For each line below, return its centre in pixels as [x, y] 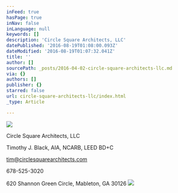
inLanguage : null [28, 29]
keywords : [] [23, 34]
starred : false [26, 91]
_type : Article [26, 102]
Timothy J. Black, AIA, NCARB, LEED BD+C [60, 147]
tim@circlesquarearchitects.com [47, 159]
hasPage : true [24, 18]
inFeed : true [23, 12]
